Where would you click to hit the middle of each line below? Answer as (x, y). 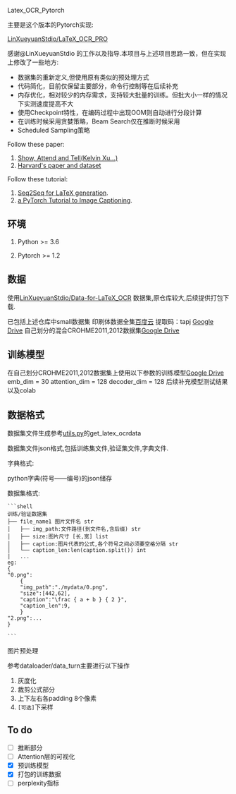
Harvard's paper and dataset (59, 166)
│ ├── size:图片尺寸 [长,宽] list (58, 537)
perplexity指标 (38, 783)
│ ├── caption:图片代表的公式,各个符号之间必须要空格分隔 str (93, 544)
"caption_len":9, (45, 606)
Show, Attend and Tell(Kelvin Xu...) (68, 158)
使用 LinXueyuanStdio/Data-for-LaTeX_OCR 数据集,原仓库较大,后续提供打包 (115, 297)
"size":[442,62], (45, 594)
